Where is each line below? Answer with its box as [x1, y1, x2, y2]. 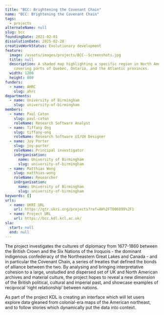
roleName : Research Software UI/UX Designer [14, 134, 106, 139]
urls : [5, 198, 16, 203]
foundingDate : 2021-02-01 [5, 35, 58, 40]
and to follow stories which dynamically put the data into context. [5, 304, 136, 310]
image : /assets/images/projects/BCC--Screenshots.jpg [9, 52, 121, 58]
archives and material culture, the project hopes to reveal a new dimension [5, 274, 155, 280]
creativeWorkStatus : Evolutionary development [5, 43, 102, 48]
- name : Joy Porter [9, 139, 49, 144]
